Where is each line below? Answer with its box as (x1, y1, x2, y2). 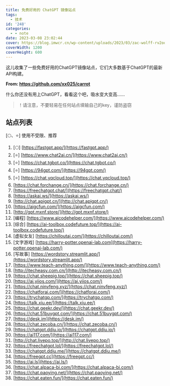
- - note (10, 31, 29, 36)
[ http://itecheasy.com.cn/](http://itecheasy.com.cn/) (13, 268, 122, 274)
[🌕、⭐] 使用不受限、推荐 (6, 133, 58, 139)
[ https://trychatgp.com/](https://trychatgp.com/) (13, 294, 114, 301)
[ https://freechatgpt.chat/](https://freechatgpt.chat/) (13, 188, 123, 194)
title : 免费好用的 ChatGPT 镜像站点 (6, 7, 76, 13)
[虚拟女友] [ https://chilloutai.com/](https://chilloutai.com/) (13, 233, 133, 239)
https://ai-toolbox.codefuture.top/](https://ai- (28, 221, 122, 228)
